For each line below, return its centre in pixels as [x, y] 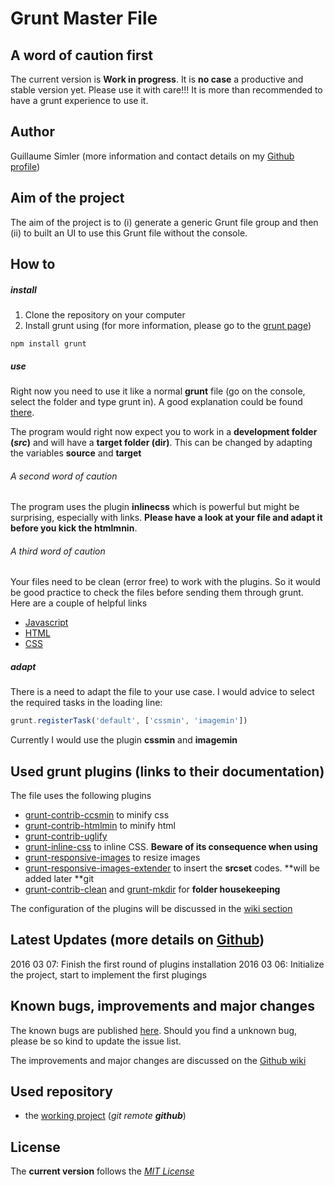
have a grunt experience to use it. [79, 100]
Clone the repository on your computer [105, 314]
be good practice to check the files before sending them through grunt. [157, 593]
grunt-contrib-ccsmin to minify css [97, 815]
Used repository [61, 1092]
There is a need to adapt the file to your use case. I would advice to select [162, 692]
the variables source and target [76, 453]
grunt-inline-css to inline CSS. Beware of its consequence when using [171, 847]
